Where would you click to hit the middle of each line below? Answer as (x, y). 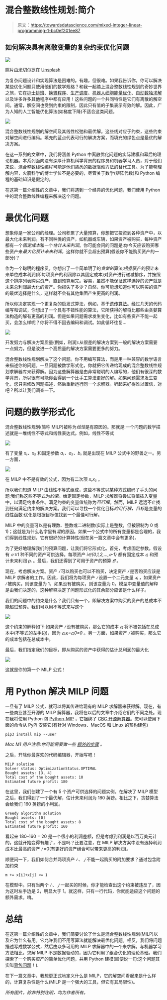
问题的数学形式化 (40, 412)
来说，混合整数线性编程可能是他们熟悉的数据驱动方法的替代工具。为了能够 (81, 167)
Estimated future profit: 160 (37, 826)
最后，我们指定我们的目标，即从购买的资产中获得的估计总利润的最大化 (77, 650)
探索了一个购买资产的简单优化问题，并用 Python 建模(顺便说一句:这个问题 (80, 959)
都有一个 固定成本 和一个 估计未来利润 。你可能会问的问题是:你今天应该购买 (80, 245)
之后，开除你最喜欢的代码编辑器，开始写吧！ (51, 755)
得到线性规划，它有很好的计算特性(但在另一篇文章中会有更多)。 (74, 538)
